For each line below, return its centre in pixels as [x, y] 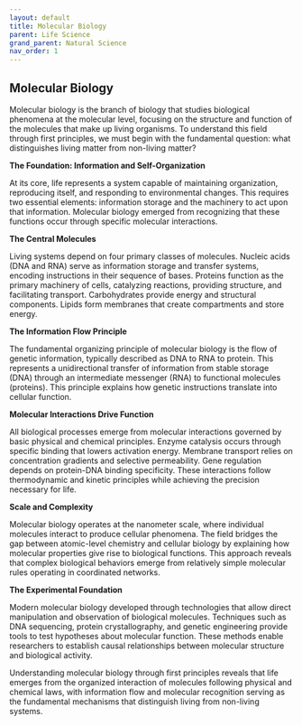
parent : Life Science [50, 34]
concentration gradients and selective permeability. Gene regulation [136, 460]
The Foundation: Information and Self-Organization [107, 165]
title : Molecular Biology [58, 26]
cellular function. [41, 396]
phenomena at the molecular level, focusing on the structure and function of [151, 119]
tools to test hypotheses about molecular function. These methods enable [146, 636]
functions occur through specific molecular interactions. [114, 221]
